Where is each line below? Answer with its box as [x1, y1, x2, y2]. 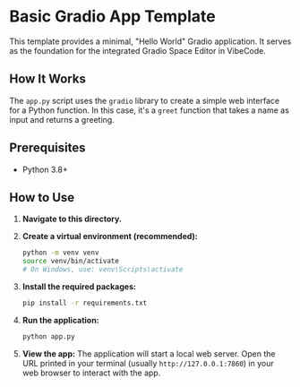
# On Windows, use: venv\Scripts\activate [21, 265, 184, 274]
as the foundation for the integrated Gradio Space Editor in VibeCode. [9, 45, 267, 56]
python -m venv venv [21, 248, 99, 257]
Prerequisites [9, 141, 86, 156]
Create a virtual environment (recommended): [21, 231, 199, 242]
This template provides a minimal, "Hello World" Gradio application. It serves [9, 36, 292, 47]
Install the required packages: [21, 281, 137, 292]
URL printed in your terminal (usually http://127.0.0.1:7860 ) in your [21, 357, 275, 368]
